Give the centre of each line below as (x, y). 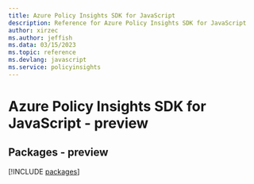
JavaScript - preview (79, 123)
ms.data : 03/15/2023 (42, 45)
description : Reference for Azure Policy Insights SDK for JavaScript (127, 23)
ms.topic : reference (42, 52)
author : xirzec (33, 30)
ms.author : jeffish (40, 38)
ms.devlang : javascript (48, 60)
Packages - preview (58, 153)
